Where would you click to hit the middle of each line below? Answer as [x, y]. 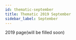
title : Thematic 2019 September [38, 14]
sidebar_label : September [31, 19]
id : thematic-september [29, 10]
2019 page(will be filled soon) [35, 33]
